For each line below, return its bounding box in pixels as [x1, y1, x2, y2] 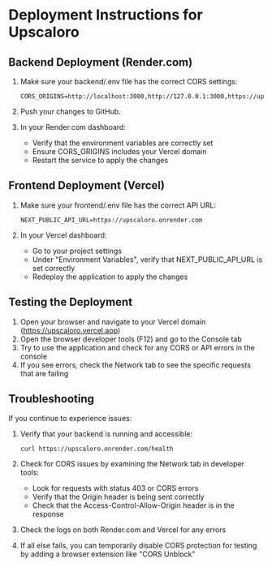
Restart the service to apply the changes [32, 156, 169, 165]
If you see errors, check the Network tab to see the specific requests [19, 359, 252, 370]
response [32, 509, 64, 519]
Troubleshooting [8, 392, 95, 406]
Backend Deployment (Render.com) [8, 55, 193, 69]
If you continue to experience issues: [8, 414, 132, 423]
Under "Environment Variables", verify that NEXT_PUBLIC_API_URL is [32, 254, 263, 264]
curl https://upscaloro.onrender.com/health [19, 445, 174, 453]
